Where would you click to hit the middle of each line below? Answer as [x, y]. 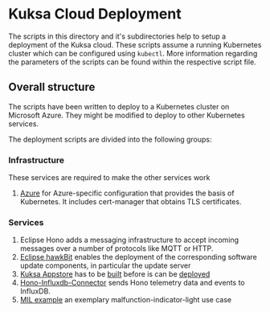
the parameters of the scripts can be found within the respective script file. [133, 62]
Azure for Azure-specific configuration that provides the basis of [127, 193]
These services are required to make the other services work [109, 178]
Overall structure [52, 87]
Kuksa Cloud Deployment [95, 14]
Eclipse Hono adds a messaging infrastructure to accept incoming [129, 240]
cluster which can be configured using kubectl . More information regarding [133, 53]
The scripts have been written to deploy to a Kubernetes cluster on [119, 106]
